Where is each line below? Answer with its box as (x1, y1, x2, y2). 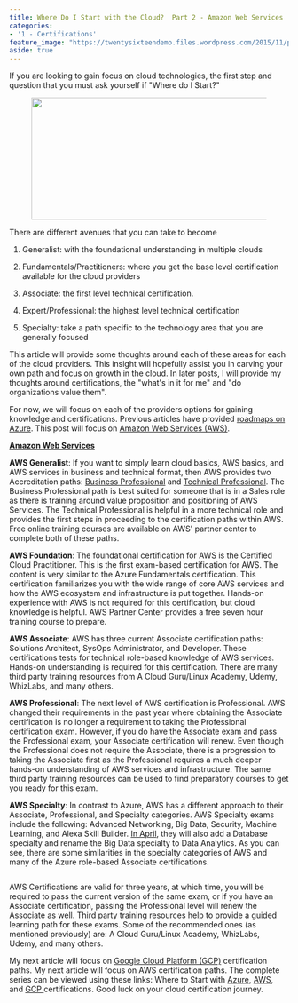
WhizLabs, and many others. (9, 681, 114, 691)
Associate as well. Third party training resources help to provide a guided (9, 910, 278, 920)
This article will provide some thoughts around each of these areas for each (9, 349, 286, 360)
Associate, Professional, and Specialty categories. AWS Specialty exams (9, 809, 275, 820)
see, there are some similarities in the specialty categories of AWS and (9, 848, 268, 858)
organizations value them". (9, 387, 107, 398)
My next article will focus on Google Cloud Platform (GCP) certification (9, 956, 268, 967)
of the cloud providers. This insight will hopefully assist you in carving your (9, 359, 284, 370)
